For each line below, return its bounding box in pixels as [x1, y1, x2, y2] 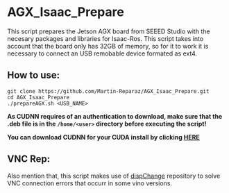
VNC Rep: [7, 153, 51, 165]
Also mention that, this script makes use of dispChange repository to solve [7, 171, 221, 180]
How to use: [7, 69, 60, 81]
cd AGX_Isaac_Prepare [7, 94, 70, 101]
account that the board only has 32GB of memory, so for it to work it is [7, 42, 209, 50]
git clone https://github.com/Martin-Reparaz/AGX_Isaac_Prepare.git [7, 87, 210, 94]
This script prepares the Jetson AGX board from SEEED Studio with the [7, 27, 210, 35]
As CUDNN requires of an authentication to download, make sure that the [7, 112, 223, 120]
